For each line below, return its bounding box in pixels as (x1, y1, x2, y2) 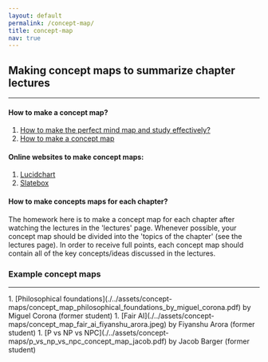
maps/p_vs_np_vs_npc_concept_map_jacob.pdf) (8, 336, 167, 346)
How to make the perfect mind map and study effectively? (19, 125, 211, 135)
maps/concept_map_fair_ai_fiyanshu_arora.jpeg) (8, 319, 167, 328)
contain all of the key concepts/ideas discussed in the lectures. (8, 249, 216, 258)
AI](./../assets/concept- (137, 311, 215, 320)
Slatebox (19, 178, 49, 188)
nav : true (8, 34, 41, 42)
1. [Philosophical (8, 293, 62, 304)
